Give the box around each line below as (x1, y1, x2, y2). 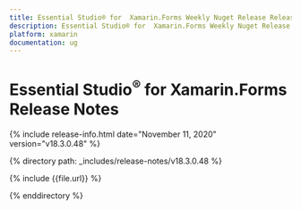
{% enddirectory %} (9, 189, 83, 201)
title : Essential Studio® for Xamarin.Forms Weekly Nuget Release (9, 13, 267, 22)
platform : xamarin (9, 29, 78, 38)
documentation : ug (9, 38, 78, 47)
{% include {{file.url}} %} (9, 172, 102, 183)
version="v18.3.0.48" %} (9, 138, 101, 148)
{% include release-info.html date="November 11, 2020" (9, 129, 217, 139)
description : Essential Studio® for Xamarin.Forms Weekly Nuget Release (9, 21, 291, 30)
